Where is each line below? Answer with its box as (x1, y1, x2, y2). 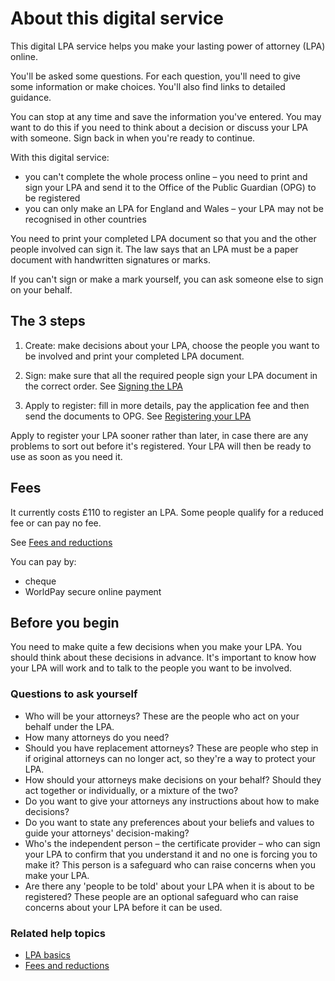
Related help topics (10, 926, 106, 940)
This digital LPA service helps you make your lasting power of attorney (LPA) (10, 40, 326, 52)
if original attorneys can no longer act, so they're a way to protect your (24, 752, 317, 764)
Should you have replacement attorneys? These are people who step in (24, 742, 319, 754)
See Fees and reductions (10, 536, 113, 548)
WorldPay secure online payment (24, 585, 162, 597)
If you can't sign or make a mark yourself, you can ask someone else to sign (10, 273, 324, 285)
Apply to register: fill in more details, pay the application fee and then (24, 399, 310, 411)
